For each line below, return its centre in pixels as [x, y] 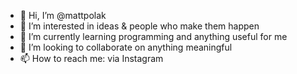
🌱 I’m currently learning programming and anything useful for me [153, 36]
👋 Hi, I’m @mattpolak [63, 15]
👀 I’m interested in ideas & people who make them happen [139, 26]
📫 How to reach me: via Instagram [91, 58]
